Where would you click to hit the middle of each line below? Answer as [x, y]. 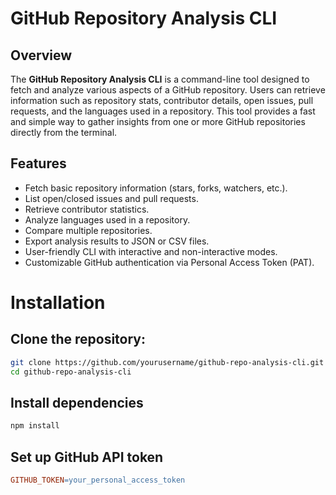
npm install [35, 426]
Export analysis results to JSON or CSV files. [117, 241]
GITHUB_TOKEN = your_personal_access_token [98, 480]
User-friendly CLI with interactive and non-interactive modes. [151, 251]
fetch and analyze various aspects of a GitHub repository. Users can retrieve [168, 90]
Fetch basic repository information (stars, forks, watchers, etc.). [156, 188]
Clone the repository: [78, 339]
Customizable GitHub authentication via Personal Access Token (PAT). [169, 262]
